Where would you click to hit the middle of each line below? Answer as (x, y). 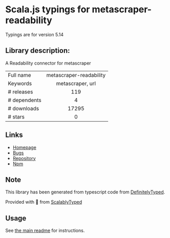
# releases (20, 92)
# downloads (24, 108)
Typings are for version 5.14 (35, 34)
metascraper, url (76, 83)
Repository (24, 158)
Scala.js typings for (48, 9)
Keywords (20, 83)
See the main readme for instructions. (45, 231)
